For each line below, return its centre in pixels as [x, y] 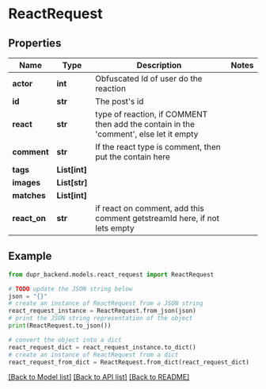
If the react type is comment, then [158, 147]
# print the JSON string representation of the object [101, 318]
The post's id [119, 101]
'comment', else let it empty [146, 134]
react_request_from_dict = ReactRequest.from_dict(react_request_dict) [129, 362]
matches [29, 195]
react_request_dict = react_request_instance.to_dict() [102, 347]
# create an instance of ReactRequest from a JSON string [106, 303]
